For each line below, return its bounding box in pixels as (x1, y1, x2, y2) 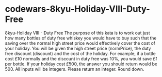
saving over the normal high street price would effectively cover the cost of (5, 40, 155, 46)
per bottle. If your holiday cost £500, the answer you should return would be (5, 61, 158, 67)
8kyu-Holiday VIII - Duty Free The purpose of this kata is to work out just (5, 30, 150, 36)
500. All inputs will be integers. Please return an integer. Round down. (5, 66, 145, 72)
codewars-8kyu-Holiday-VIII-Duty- (5, 3, 150, 15)
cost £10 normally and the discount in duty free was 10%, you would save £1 (5, 56, 158, 61)
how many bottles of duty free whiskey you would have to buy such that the (5, 35, 157, 41)
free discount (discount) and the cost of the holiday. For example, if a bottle (5, 50, 156, 57)
